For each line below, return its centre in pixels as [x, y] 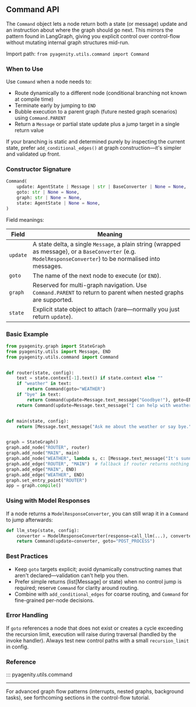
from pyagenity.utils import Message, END [58, 351]
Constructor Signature [38, 169]
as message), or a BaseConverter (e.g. [84, 251]
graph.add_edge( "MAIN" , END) [41, 469]
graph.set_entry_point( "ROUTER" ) [47, 480]
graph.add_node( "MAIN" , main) [43, 453]
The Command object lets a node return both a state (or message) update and [97, 23]
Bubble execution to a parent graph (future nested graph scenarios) [96, 112]
